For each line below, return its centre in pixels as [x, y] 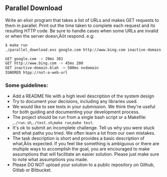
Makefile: [137, 117]
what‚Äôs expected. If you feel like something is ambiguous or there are [86, 144]
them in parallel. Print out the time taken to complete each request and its [80, 25]
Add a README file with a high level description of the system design [83, 96]
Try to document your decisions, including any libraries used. [75, 101]
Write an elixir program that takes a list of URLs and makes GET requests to [82, 20]
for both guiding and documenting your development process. [76, 112]
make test [83, 123]
